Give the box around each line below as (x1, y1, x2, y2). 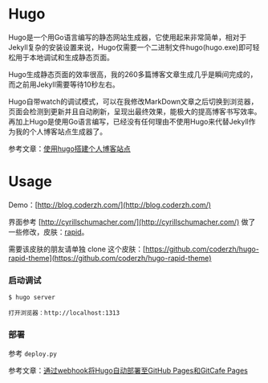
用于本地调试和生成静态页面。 (14, 52, 114, 62)
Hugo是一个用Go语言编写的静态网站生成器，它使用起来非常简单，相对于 (8, 32, 247, 42)
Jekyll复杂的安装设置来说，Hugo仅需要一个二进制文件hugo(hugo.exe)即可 (8, 42, 253, 52)
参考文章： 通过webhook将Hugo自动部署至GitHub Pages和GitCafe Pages (8, 366, 249, 376)
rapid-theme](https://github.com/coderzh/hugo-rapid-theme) (8, 253, 212, 263)
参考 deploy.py (8, 348, 58, 358)
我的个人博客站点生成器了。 (14, 126, 107, 136)
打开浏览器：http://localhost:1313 (8, 309, 120, 317)
